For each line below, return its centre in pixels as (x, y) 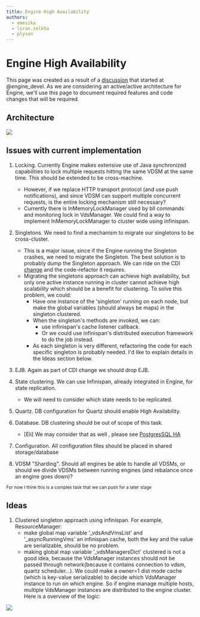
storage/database (37, 452)
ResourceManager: (38, 526)
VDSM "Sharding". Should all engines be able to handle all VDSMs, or (100, 463)
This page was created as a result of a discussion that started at (85, 80)
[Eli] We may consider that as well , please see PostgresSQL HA (102, 434)
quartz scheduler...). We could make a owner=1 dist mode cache (103, 570)
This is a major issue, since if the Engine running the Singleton (100, 250)
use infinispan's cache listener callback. (91, 327)
